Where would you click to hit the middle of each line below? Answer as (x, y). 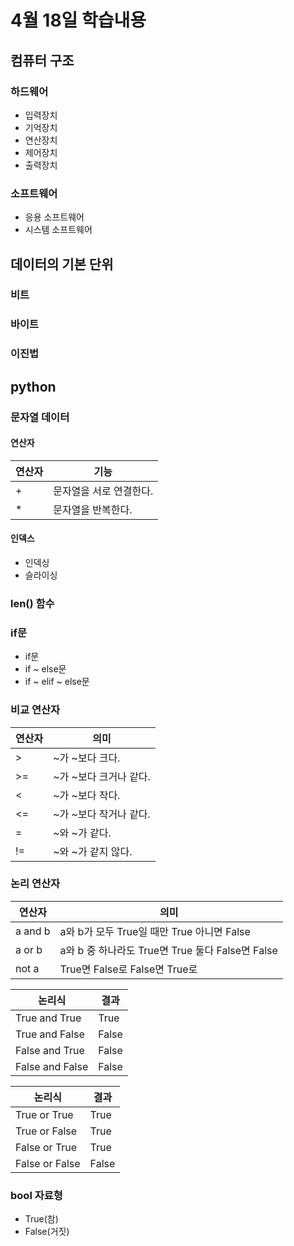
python (33, 386)
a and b (33, 931)
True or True (44, 1114)
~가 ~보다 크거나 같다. (102, 776)
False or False (48, 1163)
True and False (50, 1034)
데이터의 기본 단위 (62, 264)
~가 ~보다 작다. (87, 795)
